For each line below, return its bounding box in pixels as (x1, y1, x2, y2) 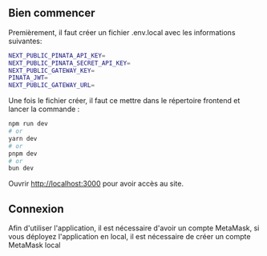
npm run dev (8, 120, 48, 128)
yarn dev (8, 134, 38, 142)
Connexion (8, 202, 64, 215)
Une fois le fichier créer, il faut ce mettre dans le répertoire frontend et (8, 96, 241, 106)
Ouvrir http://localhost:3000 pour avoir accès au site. (8, 179, 184, 189)
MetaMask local (8, 240, 62, 250)
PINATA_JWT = (8, 74, 48, 82)
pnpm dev (8, 150, 38, 158)
